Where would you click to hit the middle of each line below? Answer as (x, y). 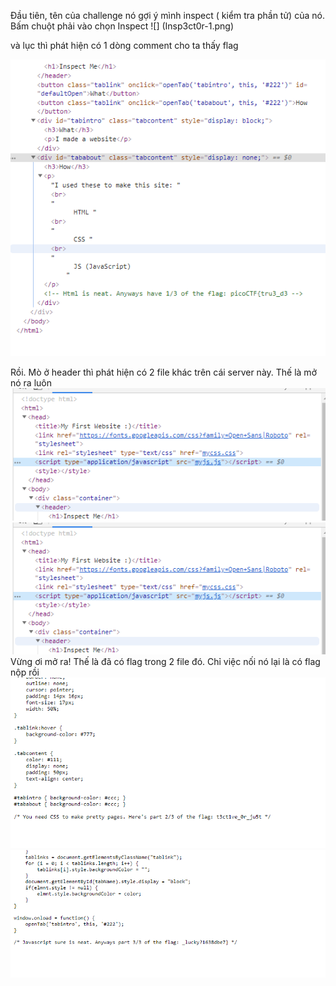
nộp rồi (25, 672)
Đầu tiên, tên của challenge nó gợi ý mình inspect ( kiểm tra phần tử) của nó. (167, 15)
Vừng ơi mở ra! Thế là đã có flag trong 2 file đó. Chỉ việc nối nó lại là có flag (165, 662)
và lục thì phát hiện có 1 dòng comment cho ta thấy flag (124, 45)
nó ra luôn (31, 383)
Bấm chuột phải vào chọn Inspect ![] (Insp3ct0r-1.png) (122, 26)
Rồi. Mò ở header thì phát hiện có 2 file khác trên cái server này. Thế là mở (163, 372)
